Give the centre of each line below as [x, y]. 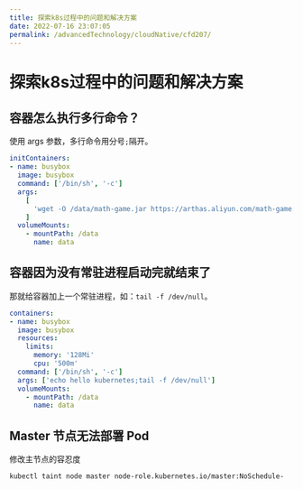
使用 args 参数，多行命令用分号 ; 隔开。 [81, 142]
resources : [38, 338]
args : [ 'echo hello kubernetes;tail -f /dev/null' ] [117, 380]
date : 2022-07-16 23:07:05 [60, 26]
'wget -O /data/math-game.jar [90, 208]
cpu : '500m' [55, 364]
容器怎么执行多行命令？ [74, 118]
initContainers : [40, 159]
